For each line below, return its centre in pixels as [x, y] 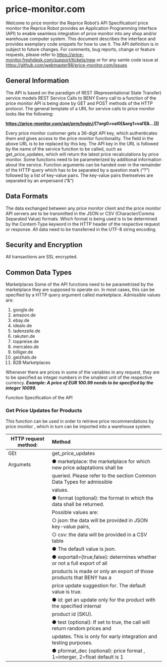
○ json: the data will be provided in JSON [100, 520]
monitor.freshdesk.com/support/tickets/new [51, 60]
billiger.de [23, 352]
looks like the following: [30, 114]
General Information [37, 81]
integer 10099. [21, 388]
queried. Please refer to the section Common [104, 476]
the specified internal [76, 606]
